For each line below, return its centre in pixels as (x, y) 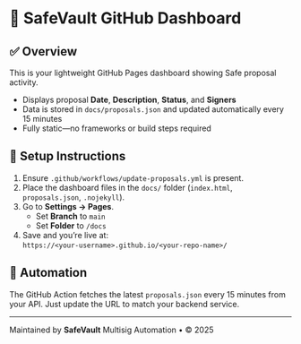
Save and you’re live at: (65, 235)
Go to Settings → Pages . (68, 206)
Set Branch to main (70, 216)
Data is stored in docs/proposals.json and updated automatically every (153, 109)
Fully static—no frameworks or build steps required (117, 128)
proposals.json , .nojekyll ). (73, 197)
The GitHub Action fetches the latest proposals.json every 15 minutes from (148, 294)
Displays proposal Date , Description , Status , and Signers (129, 99)
